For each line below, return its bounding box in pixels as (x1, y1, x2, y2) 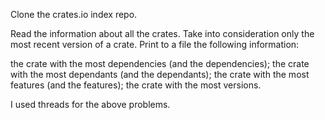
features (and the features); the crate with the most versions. (10, 79, 262, 91)
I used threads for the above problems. (10, 99, 171, 110)
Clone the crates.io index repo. (10, 9, 138, 20)
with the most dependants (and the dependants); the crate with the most (10, 69, 310, 80)
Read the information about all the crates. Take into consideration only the (10, 28, 315, 39)
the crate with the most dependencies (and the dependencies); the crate (10, 58, 310, 69)
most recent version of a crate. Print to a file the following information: (10, 39, 300, 50)
